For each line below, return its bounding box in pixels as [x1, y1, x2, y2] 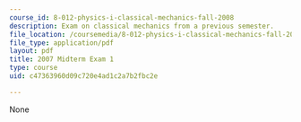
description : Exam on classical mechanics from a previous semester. [9, 22, 275, 30]
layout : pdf [9, 47, 54, 56]
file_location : [9, 30, 66, 39]
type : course [9, 64, 58, 73]
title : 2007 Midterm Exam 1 [9, 55, 115, 64]
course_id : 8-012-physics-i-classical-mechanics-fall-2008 [9, 13, 235, 22]
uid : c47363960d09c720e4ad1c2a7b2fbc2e [9, 72, 159, 81]
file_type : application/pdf [9, 38, 115, 48]
